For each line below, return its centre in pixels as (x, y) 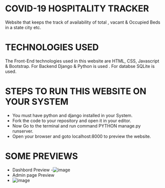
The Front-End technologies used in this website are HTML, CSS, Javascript (82, 61)
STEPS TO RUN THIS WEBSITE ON (76, 91)
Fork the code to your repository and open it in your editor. (72, 121)
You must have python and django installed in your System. (72, 115)
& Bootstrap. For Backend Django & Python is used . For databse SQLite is (80, 66)
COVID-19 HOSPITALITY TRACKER (77, 9)
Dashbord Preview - (33, 170)
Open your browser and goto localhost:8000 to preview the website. (82, 136)
